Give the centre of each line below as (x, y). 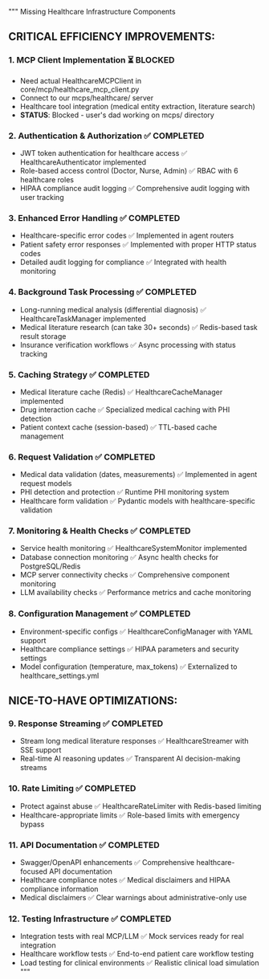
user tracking (42, 197)
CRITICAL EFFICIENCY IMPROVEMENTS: (112, 37)
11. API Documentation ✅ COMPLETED (84, 845)
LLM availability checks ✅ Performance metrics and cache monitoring (135, 593)
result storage (43, 336)
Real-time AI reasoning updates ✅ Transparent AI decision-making (130, 759)
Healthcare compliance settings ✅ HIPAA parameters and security (129, 649)
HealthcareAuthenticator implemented (83, 162)
